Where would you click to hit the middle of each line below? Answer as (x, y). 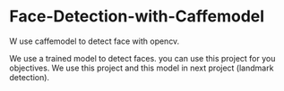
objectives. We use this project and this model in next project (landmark (142, 68)
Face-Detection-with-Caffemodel (137, 17)
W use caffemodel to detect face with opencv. (95, 41)
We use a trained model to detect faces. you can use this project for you (142, 58)
